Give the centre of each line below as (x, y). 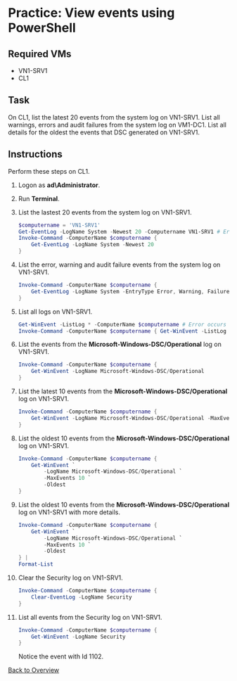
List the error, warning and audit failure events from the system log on (119, 265)
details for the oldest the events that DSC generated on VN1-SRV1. (104, 132)
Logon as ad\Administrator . (59, 185)
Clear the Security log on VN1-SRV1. (71, 578)
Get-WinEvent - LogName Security (78, 637)
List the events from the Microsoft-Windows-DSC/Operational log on (120, 344)
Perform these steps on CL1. (49, 171)
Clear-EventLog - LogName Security (82, 597)
